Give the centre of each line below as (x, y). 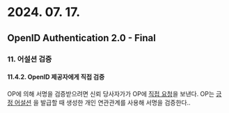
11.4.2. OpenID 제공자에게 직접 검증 (56, 77)
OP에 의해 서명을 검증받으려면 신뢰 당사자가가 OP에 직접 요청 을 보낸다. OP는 (111, 93)
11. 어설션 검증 (30, 59)
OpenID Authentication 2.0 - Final (82, 38)
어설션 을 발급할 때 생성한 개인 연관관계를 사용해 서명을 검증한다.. (102, 103)
